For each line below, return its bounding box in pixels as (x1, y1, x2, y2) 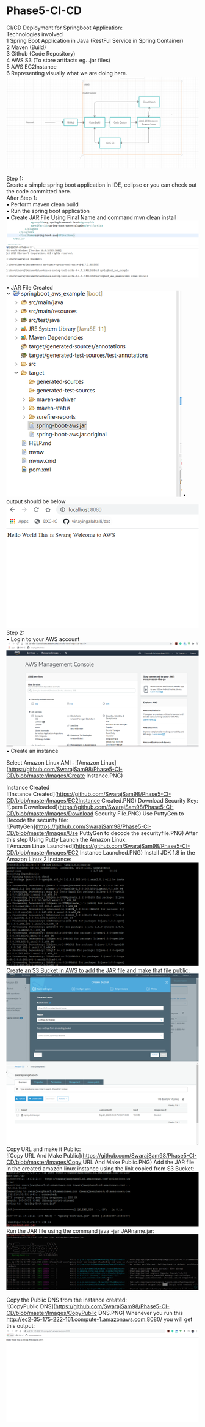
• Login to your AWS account (6, 635, 80, 643)
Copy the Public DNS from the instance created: (6, 1296, 127, 1304)
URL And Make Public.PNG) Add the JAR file (82, 1158, 194, 1166)
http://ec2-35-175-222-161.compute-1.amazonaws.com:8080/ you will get (6, 1316, 193, 1323)
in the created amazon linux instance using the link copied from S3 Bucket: (6, 1164, 195, 1172)
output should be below (6, 497, 66, 505)
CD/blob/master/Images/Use (6, 830, 78, 837)
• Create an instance (6, 747, 59, 755)
